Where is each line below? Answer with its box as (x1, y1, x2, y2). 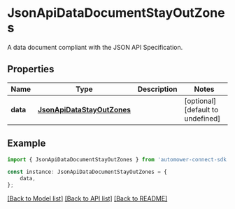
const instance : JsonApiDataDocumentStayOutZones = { (7, 168, 168, 176)
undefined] (184, 114, 221, 123)
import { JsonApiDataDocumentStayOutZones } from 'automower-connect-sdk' (7, 156, 230, 163)
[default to (184, 104, 219, 114)
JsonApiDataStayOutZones (37, 104, 131, 114)
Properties (7, 63, 55, 75)
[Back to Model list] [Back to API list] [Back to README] (7, 194, 168, 203)
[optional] (184, 96, 217, 106)
